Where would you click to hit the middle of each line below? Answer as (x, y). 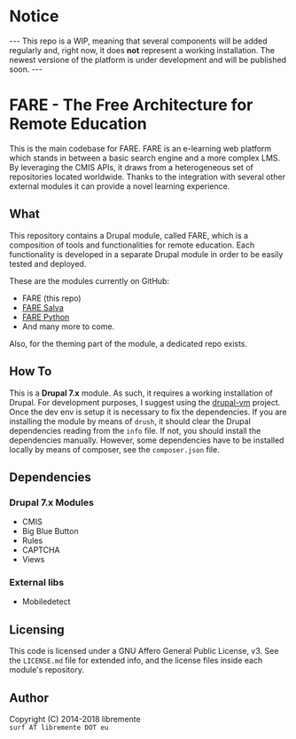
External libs (37, 583)
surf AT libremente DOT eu (59, 728)
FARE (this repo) (51, 298)
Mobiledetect (46, 601)
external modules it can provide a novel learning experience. (120, 186)
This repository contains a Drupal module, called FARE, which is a (129, 235)
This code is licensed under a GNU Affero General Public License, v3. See (144, 651)
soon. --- (26, 69)
